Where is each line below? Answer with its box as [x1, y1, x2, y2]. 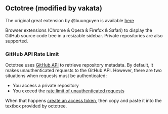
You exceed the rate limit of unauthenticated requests [12, 88, 125, 94]
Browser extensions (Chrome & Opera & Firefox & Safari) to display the [5, 27, 153, 33]
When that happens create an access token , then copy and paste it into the [5, 98, 162, 104]
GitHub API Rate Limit [5, 50, 59, 58]
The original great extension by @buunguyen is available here [5, 17, 134, 23]
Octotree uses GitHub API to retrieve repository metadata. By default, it [5, 62, 153, 68]
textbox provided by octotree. [5, 103, 67, 109]
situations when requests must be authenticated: [5, 73, 107, 79]
